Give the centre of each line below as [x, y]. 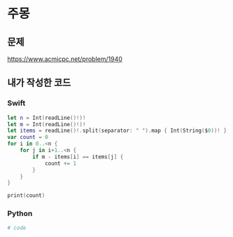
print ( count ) [26, 196]
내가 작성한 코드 [39, 83]
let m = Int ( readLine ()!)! [47, 124]
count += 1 [61, 163]
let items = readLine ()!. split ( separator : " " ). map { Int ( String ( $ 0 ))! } [117, 131]
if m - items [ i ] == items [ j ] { [78, 157]
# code [17, 228]
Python [20, 214]
